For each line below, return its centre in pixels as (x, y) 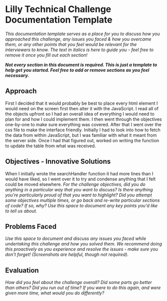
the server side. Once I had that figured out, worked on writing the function (82, 140)
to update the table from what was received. (51, 146)
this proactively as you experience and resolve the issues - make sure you (82, 249)
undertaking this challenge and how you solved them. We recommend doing (84, 244)
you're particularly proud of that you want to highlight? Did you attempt (79, 195)
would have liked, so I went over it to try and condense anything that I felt (81, 179)
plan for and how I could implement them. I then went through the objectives (83, 119)
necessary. (17, 75)
